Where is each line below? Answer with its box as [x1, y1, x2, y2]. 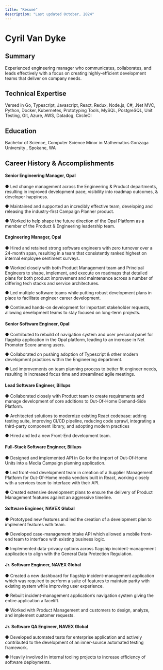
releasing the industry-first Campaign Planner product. [5, 208, 114, 214]
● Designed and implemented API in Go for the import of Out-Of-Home [5, 455, 147, 460]
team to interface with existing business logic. [14, 536, 106, 542]
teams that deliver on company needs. [5, 75, 82, 81]
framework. [5, 645, 28, 651]
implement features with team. [5, 521, 66, 527]
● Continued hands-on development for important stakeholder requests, [5, 304, 150, 310]
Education [5, 127, 37, 135]
